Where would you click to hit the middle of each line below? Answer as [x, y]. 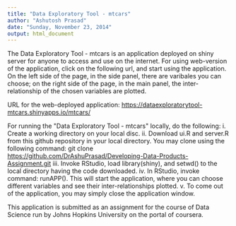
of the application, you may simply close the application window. [101, 194]
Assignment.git [29, 164]
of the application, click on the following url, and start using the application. [117, 69]
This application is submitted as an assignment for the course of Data [108, 207]
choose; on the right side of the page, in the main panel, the [94, 84]
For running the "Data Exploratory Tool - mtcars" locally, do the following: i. [117, 126]
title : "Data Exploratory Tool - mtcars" [69, 14]
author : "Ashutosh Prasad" [47, 20]
